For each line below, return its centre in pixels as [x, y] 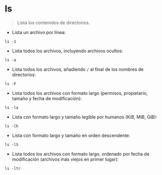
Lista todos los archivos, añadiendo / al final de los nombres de [78, 69]
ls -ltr [13, 168]
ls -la [12, 108]
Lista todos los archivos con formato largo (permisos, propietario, [80, 93]
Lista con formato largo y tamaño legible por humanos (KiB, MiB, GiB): [85, 117]
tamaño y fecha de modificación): [47, 98]
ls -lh [12, 126]
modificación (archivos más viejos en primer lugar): [65, 159]
